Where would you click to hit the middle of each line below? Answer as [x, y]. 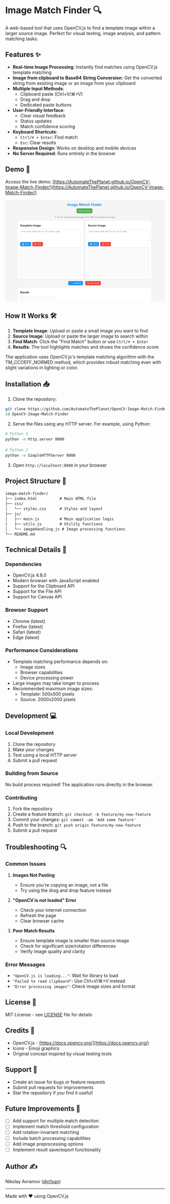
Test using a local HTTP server [45, 755]
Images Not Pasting [34, 875]
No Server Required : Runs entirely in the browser [64, 153]
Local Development [30, 733]
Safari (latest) [27, 632]
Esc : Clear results [38, 142]
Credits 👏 [20, 1031]
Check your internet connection [53, 910]
